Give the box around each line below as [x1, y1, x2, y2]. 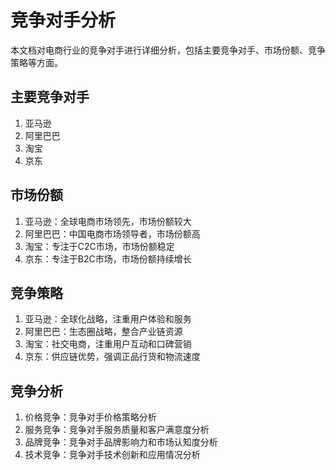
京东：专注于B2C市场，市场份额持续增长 [24, 252, 192, 265]
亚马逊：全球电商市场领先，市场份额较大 [24, 215, 192, 227]
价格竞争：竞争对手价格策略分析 [24, 411, 157, 423]
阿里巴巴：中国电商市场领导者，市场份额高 [24, 227, 201, 240]
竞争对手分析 [10, 9, 117, 32]
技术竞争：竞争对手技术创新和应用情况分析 [24, 449, 201, 461]
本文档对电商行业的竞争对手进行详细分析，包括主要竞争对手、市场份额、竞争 [10, 44, 326, 56]
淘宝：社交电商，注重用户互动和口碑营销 [24, 338, 192, 350]
